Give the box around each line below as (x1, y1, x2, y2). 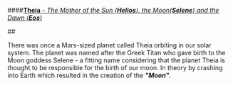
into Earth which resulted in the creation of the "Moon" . (7, 71, 171, 79)
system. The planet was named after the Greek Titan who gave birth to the (7, 49, 226, 57)
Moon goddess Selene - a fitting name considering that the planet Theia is (7, 56, 226, 64)
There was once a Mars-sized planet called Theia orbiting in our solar (7, 41, 212, 49)
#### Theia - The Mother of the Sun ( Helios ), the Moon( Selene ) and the (7, 6, 219, 14)
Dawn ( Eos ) (7, 13, 43, 22)
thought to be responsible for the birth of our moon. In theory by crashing (7, 64, 223, 72)
